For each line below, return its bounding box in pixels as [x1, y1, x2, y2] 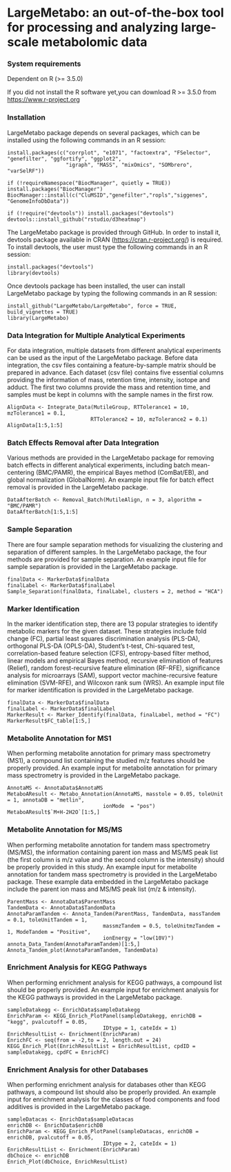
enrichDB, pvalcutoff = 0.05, [7, 1134, 94, 1142]
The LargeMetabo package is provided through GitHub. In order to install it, [7, 228, 221, 236]
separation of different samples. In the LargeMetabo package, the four [7, 548, 208, 556]
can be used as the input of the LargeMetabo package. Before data [7, 354, 199, 362]
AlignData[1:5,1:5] [7, 422, 63, 429]
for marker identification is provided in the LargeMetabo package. [7, 685, 194, 694]
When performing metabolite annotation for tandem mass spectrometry [7, 840, 210, 849]
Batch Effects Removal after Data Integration [7, 438, 159, 447]
